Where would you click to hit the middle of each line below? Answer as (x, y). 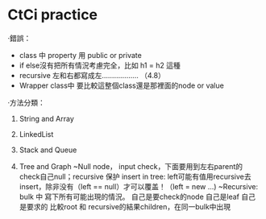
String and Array (46, 118)
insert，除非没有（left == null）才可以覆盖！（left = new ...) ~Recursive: (139, 186)
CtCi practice (53, 15)
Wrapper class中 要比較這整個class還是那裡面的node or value (122, 85)
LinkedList (36, 134)
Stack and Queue (48, 150)
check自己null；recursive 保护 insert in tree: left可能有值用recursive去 (135, 176)
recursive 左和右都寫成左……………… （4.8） (92, 75)
